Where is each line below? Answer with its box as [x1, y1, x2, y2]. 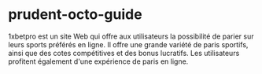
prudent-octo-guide [8, 6, 143, 24]
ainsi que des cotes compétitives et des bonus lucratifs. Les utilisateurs [8, 48, 240, 57]
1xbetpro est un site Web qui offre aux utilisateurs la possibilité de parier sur [8, 31, 254, 41]
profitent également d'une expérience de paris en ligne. [8, 57, 189, 66]
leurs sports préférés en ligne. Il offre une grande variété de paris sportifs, [8, 39, 249, 49]
